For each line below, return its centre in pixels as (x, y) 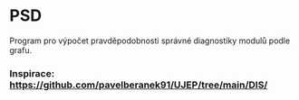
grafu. (21, 50)
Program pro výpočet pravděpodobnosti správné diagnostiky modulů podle (150, 41)
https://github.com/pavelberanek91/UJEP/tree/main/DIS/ (139, 85)
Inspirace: (32, 73)
